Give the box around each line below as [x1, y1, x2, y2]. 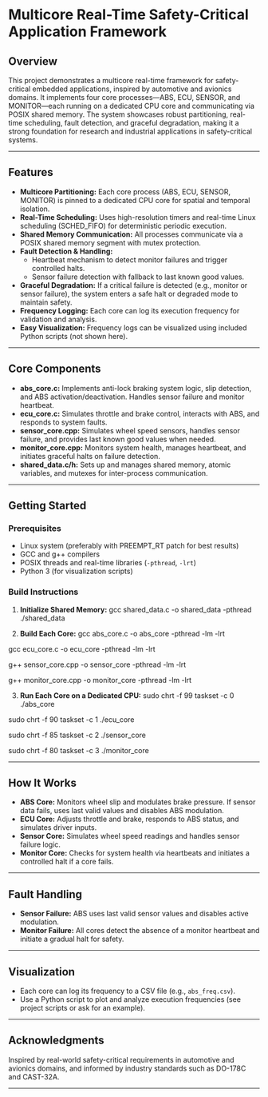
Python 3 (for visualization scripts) [19, 566, 133, 576]
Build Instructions [8, 586, 79, 597]
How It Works [8, 776, 77, 789]
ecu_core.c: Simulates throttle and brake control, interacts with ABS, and [19, 409, 260, 418]
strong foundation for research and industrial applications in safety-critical [8, 126, 253, 136]
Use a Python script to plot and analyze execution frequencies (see [19, 995, 242, 1004]
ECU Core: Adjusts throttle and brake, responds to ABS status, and [19, 814, 239, 824]
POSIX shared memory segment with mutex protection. [19, 237, 201, 247]
